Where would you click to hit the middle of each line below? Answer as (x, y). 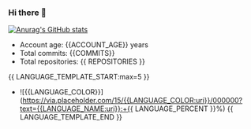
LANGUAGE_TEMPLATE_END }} (71, 117)
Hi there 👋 (28, 13)
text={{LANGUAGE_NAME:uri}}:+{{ (76, 109)
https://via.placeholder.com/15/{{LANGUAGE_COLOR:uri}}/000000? (133, 101)
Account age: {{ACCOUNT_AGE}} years (84, 45)
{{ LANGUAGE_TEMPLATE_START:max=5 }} (79, 77)
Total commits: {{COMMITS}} (67, 53)
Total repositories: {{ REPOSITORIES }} (82, 61)
